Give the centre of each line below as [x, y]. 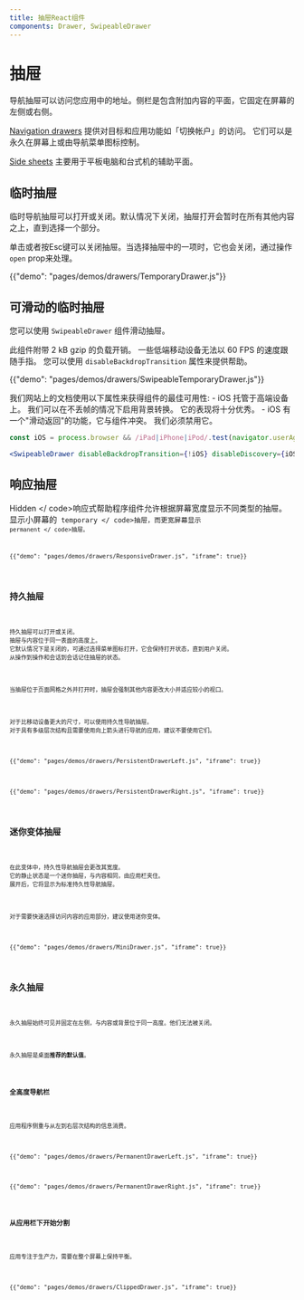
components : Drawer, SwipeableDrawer [81, 26]
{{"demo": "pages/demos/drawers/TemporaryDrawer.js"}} [118, 276]
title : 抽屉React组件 [47, 18]
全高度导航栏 [29, 1093]
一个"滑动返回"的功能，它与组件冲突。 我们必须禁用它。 [113, 421]
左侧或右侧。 [33, 112]
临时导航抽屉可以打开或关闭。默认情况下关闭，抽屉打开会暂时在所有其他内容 [152, 216]
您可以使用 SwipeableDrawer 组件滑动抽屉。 [90, 330]
